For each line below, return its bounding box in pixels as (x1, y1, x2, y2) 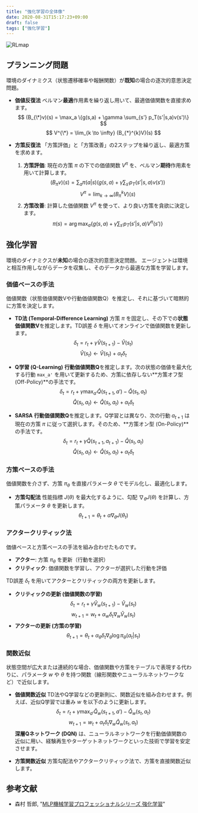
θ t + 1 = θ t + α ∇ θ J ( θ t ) (78, 511, 128, 520)
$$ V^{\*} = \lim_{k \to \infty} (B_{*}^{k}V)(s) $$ (45, 129, 161, 137)
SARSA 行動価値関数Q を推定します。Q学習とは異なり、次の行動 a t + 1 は (14, 412, 190, 420)
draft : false (6, 20, 38, 25)
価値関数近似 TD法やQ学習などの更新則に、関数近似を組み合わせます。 (14, 691, 187, 698)
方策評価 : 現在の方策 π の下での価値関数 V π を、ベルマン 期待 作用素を (23, 161, 192, 169)
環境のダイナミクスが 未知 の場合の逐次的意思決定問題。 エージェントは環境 (6, 257, 188, 264)
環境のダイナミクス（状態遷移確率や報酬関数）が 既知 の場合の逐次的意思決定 (6, 77, 192, 84)
